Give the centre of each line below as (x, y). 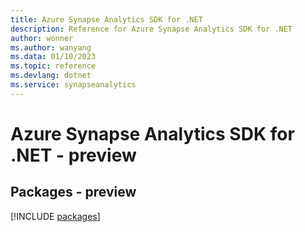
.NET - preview (73, 155)
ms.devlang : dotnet (51, 76)
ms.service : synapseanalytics (73, 85)
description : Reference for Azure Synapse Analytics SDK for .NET (151, 29)
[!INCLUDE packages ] (55, 216)
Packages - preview (73, 192)
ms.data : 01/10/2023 (53, 57)
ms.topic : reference (53, 66)
